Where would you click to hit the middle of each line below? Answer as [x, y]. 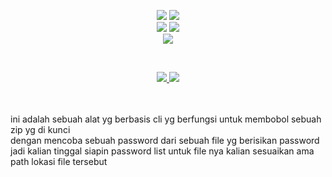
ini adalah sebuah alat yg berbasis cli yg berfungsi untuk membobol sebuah [166, 119]
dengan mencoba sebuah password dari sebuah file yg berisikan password [165, 140]
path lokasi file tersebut [59, 161]
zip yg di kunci [40, 129]
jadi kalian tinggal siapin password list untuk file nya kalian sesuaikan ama [162, 151]
